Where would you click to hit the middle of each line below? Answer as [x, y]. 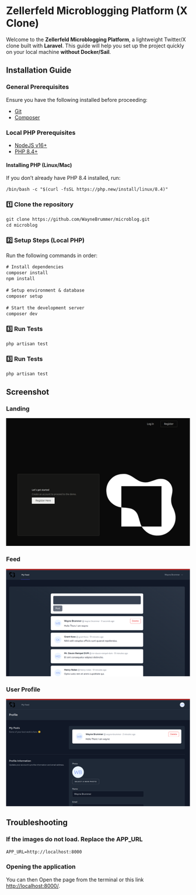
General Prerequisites [38, 87]
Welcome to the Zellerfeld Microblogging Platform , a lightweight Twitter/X [96, 39]
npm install [20, 279]
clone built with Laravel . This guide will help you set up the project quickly [95, 46]
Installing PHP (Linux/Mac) [39, 165]
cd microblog [22, 226]
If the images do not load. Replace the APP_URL [74, 839]
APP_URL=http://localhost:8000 [44, 852]
